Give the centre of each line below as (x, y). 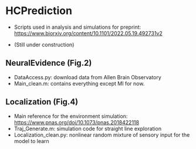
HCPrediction (39, 11)
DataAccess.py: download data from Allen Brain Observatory (88, 77)
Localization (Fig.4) (42, 102)
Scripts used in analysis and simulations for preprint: (77, 27)
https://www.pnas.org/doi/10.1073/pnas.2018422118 (76, 122)
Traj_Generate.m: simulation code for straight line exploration (88, 128)
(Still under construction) (44, 45)
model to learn (31, 141)
